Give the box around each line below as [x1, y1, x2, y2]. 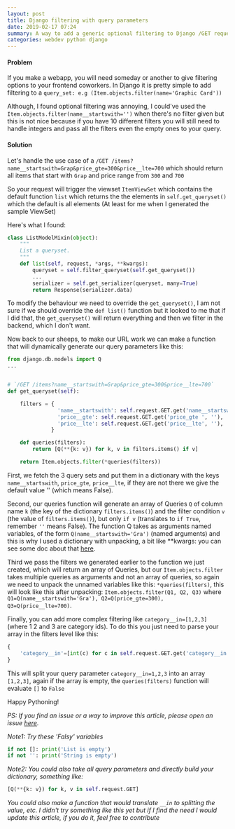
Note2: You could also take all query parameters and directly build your [7, 765, 214, 774]
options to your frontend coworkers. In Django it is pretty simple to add [7, 81, 211, 90]
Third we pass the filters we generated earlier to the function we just [7, 558, 205, 566]
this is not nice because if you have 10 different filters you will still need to [7, 117, 220, 126]
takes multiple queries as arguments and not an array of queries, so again [7, 572, 220, 581]
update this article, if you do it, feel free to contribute [7, 814, 160, 822]
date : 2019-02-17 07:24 [7, 23, 77, 30]
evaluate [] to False [7, 684, 65, 692]
